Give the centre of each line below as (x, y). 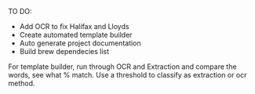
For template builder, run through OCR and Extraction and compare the (122, 67)
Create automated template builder (76, 35)
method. (22, 83)
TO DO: (20, 11)
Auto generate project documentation (80, 43)
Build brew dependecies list (64, 51)
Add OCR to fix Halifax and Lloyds (74, 26)
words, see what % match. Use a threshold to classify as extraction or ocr (127, 75)
